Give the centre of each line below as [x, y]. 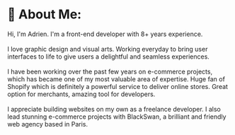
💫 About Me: [45, 14]
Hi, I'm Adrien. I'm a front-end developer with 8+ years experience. [105, 34]
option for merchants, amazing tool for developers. [81, 94]
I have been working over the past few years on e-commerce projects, [110, 71]
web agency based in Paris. [48, 124]
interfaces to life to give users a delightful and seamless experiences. [109, 57]
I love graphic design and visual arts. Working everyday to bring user [108, 49]
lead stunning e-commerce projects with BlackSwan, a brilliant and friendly [117, 117]
